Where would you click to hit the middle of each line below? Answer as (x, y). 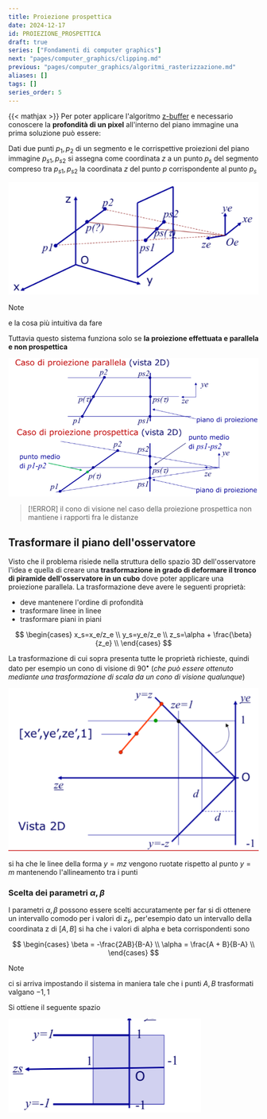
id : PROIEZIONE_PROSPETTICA (55, 33)
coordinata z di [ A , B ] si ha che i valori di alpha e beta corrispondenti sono (129, 929)
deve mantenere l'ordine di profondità (81, 602)
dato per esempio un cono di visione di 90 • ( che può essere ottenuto (121, 668)
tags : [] (23, 84)
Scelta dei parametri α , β (56, 892)
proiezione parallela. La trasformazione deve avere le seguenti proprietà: (127, 587)
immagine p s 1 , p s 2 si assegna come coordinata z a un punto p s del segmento (133, 159)
